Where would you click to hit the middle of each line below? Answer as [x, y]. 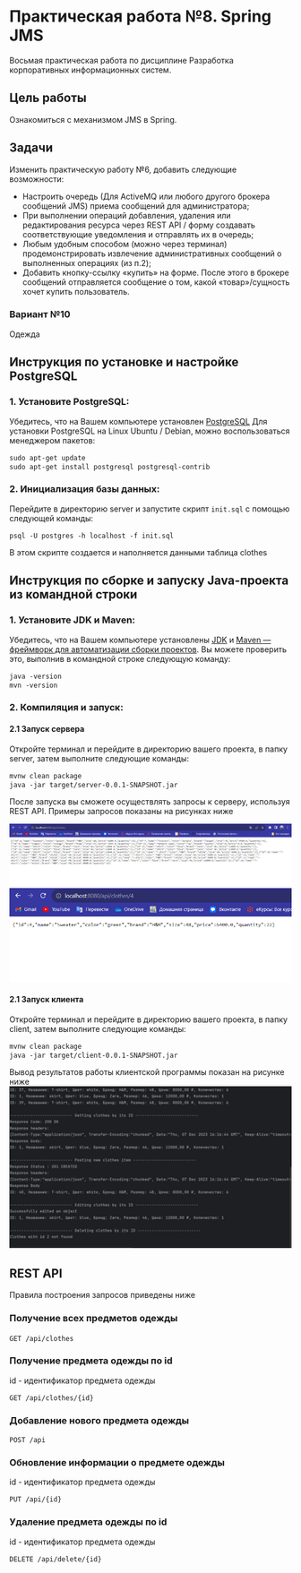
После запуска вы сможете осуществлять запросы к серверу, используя [150, 801]
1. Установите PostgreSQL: [69, 402]
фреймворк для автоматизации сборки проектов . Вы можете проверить [148, 649]
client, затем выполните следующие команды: [98, 1029]
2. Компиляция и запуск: [66, 708]
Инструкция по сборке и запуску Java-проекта [149, 581]
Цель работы [48, 98]
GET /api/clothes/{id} [52, 1398]
